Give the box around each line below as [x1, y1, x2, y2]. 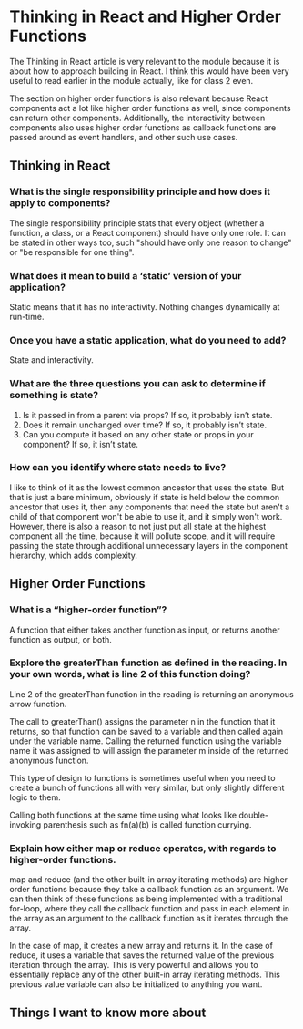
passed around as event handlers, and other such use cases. [9, 131, 238, 142]
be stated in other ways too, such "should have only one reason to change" [9, 237, 292, 248]
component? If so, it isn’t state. [22, 438, 139, 449]
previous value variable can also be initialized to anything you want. [9, 979, 263, 990]
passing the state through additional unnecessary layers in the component [9, 540, 288, 551]
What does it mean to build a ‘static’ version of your [9, 269, 242, 282]
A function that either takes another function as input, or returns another [9, 624, 280, 635]
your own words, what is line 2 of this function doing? [9, 668, 251, 681]
